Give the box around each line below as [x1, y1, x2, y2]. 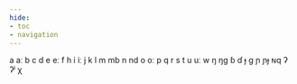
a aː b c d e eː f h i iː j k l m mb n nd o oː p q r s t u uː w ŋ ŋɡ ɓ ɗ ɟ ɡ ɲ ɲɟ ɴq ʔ [9, 55, 288, 66]
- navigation [9, 30, 59, 39]
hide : [9, 13, 30, 23]
